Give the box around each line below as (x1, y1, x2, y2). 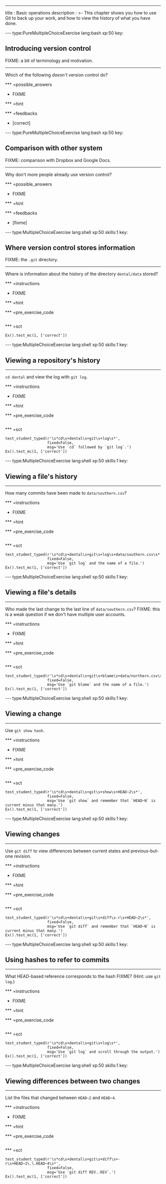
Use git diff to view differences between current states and (5, 848, 130, 854)
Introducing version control (5, 44, 91, 53)
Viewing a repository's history (5, 356, 100, 365)
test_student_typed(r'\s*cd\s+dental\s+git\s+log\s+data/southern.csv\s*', (5, 552, 165, 557)
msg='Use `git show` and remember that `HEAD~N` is (47, 798, 156, 803)
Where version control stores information (5, 244, 135, 252)
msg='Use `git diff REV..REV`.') (47, 1170, 116, 1175)
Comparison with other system (5, 144, 103, 152)
